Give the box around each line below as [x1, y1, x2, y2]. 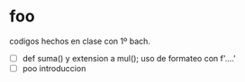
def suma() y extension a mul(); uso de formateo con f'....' [22, 53, 236, 63]
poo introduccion [22, 63, 86, 73]
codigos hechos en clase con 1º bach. [9, 36, 151, 46]
